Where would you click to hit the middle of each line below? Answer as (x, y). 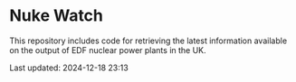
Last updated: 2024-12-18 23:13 (69, 68)
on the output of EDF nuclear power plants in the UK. (108, 50)
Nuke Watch (57, 16)
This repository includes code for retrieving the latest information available (148, 41)
